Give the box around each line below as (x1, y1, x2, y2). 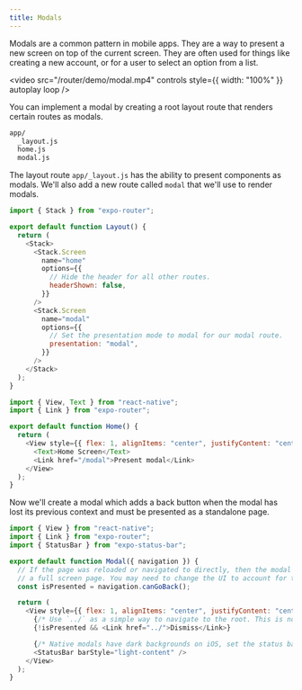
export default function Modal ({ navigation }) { (9, 557, 200, 566)
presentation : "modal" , (49, 339, 139, 349)
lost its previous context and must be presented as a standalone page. (9, 506, 270, 517)
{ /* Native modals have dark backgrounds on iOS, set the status (32, 640, 283, 649)
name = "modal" (41, 314, 91, 324)
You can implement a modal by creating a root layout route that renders (9, 101, 273, 112)
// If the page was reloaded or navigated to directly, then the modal (17, 565, 292, 574)
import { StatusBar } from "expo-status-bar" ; (9, 541, 187, 550)
